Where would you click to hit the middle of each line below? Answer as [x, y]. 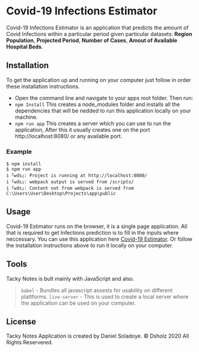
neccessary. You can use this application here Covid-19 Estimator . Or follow [99, 239]
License [21, 322]
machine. [26, 117]
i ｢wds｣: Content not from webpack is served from [70, 189]
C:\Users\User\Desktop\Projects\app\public [61, 194]
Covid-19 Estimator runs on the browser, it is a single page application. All [97, 226]
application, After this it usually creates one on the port [82, 129]
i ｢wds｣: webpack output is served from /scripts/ [70, 182]
